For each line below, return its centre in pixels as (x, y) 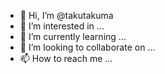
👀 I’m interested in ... (62, 26)
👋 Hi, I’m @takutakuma (66, 15)
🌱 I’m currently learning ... (73, 36)
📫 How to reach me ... (66, 58)
